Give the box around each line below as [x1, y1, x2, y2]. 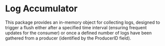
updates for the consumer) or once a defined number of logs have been [5, 30, 152, 36]
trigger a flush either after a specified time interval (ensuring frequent [5, 24, 147, 30]
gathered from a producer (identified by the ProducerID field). [5, 35, 131, 41]
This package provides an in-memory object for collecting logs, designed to [5, 19, 160, 25]
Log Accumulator [5, 3, 78, 14]
